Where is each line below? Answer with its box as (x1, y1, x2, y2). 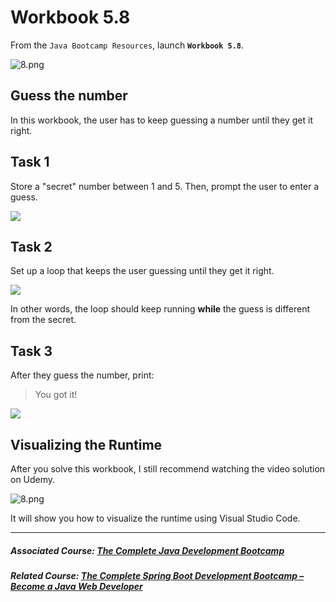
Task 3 (10, 342, 53, 360)
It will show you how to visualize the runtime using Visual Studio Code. (10, 512, 301, 524)
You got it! (34, 389, 78, 401)
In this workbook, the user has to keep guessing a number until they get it (10, 114, 313, 126)
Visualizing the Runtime (10, 436, 163, 453)
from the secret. (10, 314, 77, 326)
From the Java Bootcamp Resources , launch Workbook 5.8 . (10, 39, 245, 51)
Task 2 (10, 238, 53, 255)
